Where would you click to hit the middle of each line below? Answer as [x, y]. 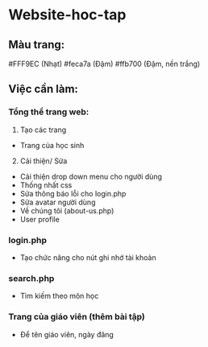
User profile [40, 219]
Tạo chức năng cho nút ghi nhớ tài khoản [88, 257]
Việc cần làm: [44, 89]
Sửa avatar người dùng [58, 202]
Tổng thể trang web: [49, 112]
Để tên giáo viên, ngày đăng [67, 334]
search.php [31, 278]
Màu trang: [37, 45]
